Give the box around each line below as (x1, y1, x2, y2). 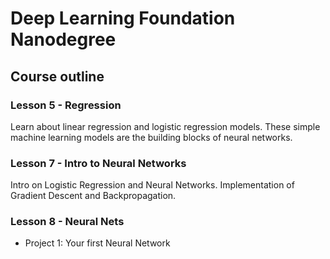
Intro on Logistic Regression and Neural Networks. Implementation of (10, 179, 295, 191)
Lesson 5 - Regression (10, 98, 122, 112)
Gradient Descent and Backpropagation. (10, 190, 177, 202)
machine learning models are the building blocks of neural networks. (10, 131, 293, 143)
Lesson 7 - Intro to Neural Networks (10, 156, 187, 170)
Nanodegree (10, 28, 117, 51)
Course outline (10, 68, 105, 85)
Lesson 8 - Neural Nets (10, 215, 125, 229)
